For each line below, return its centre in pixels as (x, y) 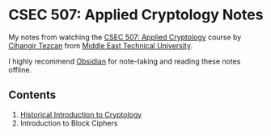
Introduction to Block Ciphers (69, 123)
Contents (32, 95)
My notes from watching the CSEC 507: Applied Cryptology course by (125, 37)
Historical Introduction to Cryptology (81, 114)
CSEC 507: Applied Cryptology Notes (136, 15)
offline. (20, 69)
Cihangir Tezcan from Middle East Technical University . (100, 45)
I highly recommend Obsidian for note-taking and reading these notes (125, 61)
